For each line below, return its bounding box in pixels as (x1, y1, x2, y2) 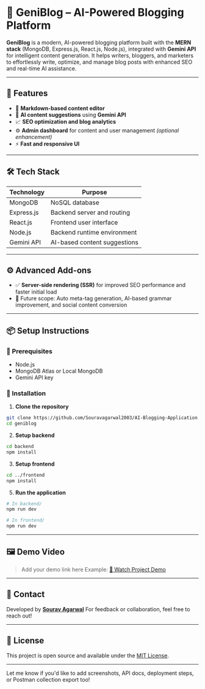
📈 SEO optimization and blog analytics (15, 117, 117, 125)
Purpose (82, 188, 107, 196)
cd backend (6, 444, 34, 450)
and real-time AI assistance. (6, 64, 77, 72)
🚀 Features (6, 88, 48, 99)
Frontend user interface (51, 218, 118, 226)
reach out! (6, 612, 32, 619)
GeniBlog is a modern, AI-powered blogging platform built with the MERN (6, 39, 192, 46)
